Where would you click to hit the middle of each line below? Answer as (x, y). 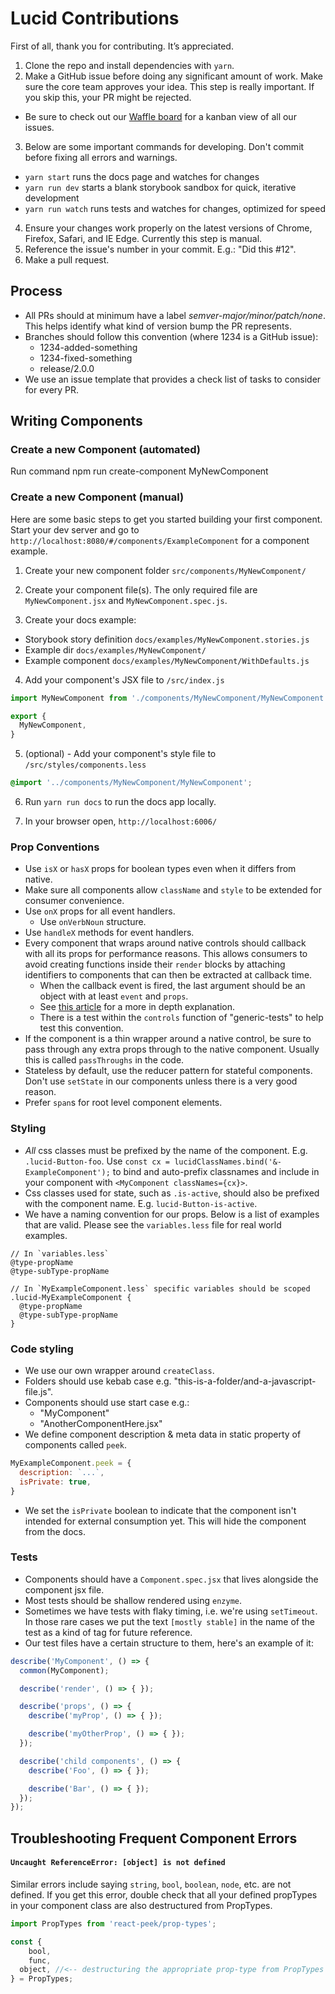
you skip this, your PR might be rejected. (108, 97)
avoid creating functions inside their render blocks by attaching (155, 964)
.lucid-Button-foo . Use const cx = (97, 1161)
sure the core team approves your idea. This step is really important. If (169, 86)
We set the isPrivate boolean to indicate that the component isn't (160, 1510)
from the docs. (55, 1531)
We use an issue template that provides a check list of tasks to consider (173, 379)
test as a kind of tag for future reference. (108, 1632)
